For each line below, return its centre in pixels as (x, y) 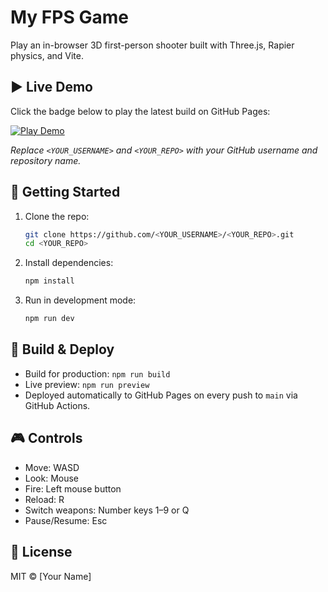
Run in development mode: (80, 300)
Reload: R (44, 499)
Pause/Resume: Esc (66, 520)
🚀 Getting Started (65, 192)
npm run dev (49, 319)
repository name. (46, 160)
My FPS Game (69, 17)
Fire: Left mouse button (73, 488)
